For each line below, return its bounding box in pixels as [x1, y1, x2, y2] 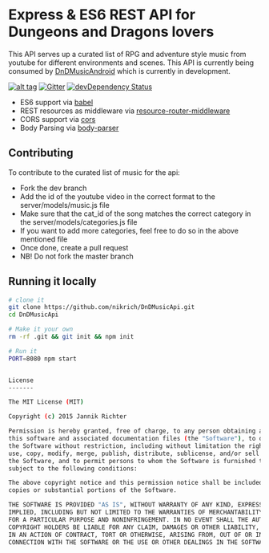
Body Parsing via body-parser [19, 123, 119, 132]
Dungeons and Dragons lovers [8, 22, 215, 41]
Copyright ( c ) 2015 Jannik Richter [8, 413, 127, 421]
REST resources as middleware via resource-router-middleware [19, 106, 231, 116]
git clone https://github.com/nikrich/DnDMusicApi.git [8, 303, 195, 311]
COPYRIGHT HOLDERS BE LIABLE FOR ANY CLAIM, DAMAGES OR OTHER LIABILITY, [8, 523, 260, 531]
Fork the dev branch [19, 183, 87, 193]
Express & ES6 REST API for [8, 6, 196, 24]
